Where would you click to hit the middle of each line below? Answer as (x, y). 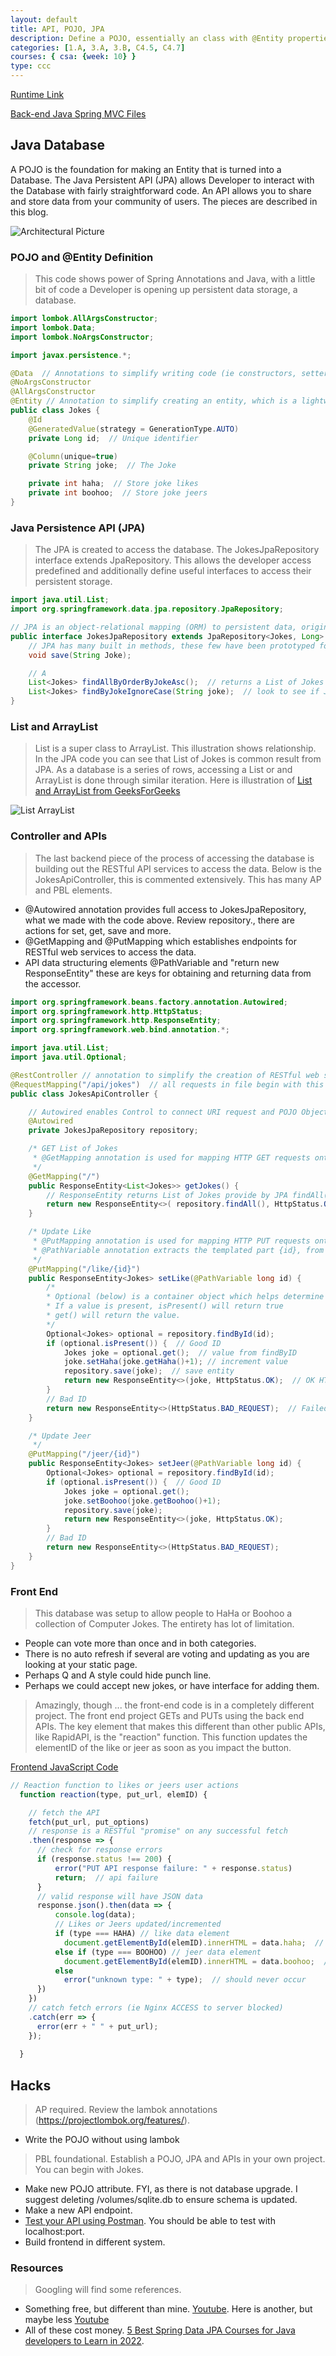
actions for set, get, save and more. (98, 930)
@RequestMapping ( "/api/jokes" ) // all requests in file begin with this (167, 1084)
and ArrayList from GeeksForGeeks (107, 791)
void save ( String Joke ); (80, 655)
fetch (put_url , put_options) (89, 1822)
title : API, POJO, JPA (57, 29)
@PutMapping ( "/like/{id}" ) (84, 1269)
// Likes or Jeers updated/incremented (138, 1924)
